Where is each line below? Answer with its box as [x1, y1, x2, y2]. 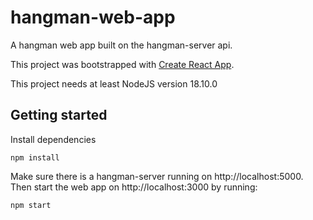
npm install [10, 152, 60, 163]
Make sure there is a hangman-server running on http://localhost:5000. [10, 170, 304, 182]
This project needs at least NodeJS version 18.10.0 [10, 77, 218, 90]
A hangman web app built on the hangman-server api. [10, 39, 233, 51]
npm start [10, 200, 52, 210]
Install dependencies [10, 133, 97, 145]
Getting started [10, 107, 108, 124]
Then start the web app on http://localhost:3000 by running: [10, 181, 258, 193]
